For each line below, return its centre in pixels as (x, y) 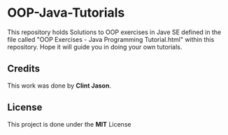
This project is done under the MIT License (69, 124)
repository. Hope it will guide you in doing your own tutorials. (95, 47)
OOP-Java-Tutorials (66, 13)
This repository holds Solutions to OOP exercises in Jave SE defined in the (114, 32)
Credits (24, 69)
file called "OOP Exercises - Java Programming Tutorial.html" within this (111, 39)
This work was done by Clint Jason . (59, 86)
